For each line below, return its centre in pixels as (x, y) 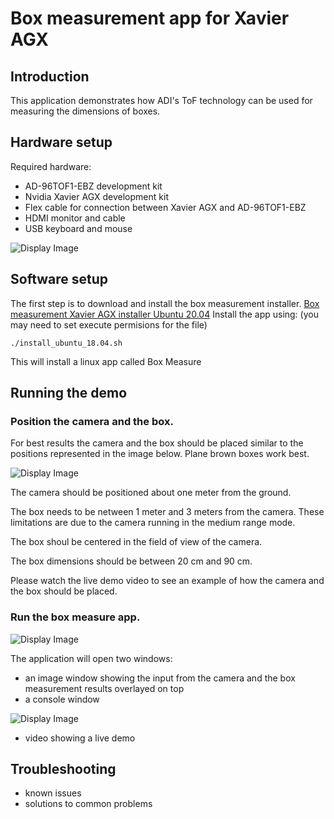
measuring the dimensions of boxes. (85, 111)
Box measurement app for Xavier (150, 18)
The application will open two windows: (91, 658)
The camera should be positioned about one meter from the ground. (151, 493)
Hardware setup (61, 142)
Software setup (59, 279)
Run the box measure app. (75, 617)
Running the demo (69, 393)
